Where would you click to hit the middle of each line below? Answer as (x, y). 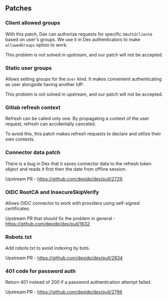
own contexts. (20, 139)
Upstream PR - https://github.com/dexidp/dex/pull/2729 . (64, 179)
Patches (19, 8)
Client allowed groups (33, 23)
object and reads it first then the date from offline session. (66, 169)
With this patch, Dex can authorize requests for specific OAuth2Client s (79, 34)
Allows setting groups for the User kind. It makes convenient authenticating (83, 79)
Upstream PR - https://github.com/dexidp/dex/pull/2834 (64, 258)
